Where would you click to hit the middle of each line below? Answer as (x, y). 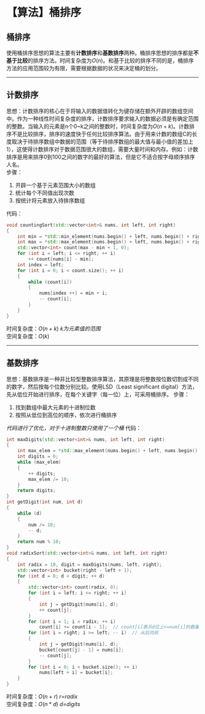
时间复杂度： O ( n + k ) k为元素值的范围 (53, 329)
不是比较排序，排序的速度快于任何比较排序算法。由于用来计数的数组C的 (102, 134)
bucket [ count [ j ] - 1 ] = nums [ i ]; (81, 650)
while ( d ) (30, 513)
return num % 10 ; (39, 542)
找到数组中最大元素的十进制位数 (55, 407)
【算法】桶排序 (44, 13)
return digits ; (37, 491)
